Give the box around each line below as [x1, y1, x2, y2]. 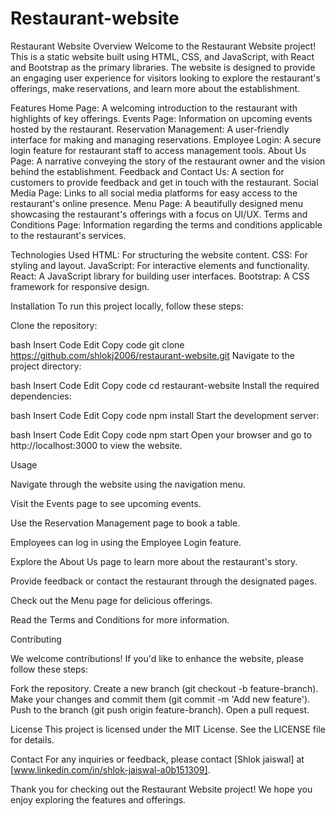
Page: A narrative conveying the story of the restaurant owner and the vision [10, 155, 326, 167]
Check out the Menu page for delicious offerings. [10, 594, 213, 606]
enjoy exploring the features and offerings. [10, 793, 187, 806]
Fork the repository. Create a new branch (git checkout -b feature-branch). [10, 682, 319, 694]
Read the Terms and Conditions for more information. [10, 613, 230, 626]
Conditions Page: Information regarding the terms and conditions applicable [10, 218, 323, 231]
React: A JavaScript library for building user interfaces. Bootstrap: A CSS [10, 270, 310, 282]
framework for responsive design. [10, 280, 150, 292]
